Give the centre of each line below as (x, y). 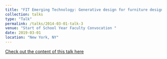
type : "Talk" (19, 19)
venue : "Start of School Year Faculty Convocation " (61, 28)
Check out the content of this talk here (44, 51)
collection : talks (24, 14)
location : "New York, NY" (32, 38)
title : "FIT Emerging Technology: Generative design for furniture (77, 10)
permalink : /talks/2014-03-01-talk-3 (44, 24)
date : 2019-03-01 (23, 33)
